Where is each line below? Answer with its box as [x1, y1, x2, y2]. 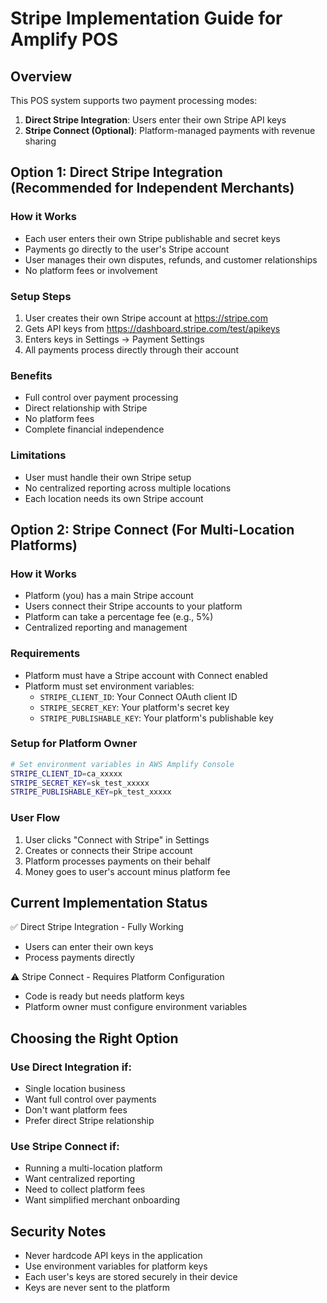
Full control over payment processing [24, 392, 179, 404]
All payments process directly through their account [24, 343, 240, 356]
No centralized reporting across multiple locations [24, 482, 232, 494]
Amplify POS [10, 28, 118, 51]
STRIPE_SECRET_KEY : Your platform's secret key [39, 701, 230, 713]
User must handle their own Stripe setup [24, 471, 192, 483]
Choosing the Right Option [10, 1030, 179, 1047]
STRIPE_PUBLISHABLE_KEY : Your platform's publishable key [39, 712, 274, 724]
